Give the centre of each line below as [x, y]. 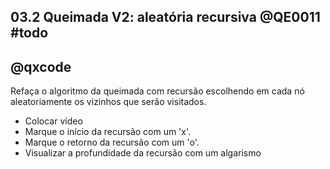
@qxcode [41, 66]
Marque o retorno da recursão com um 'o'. [112, 142]
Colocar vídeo [53, 121]
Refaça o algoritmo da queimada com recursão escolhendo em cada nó [157, 91]
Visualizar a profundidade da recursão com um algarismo [143, 153]
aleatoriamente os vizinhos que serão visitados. [108, 102]
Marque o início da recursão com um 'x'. [108, 132]
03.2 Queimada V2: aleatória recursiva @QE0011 [165, 17]
